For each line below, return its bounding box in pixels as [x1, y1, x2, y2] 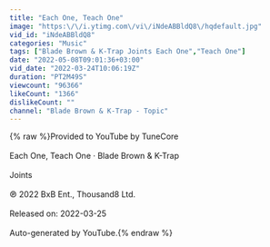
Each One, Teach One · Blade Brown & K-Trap [9, 151, 180, 162]
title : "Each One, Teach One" [9, 13, 125, 23]
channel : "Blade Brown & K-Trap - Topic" [9, 106, 169, 115]
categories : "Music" [9, 38, 88, 48]
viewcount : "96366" [9, 81, 84, 90]
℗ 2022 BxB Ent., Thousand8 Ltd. [9, 189, 136, 200]
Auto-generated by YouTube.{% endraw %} [9, 228, 174, 239]
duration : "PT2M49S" [9, 73, 88, 82]
